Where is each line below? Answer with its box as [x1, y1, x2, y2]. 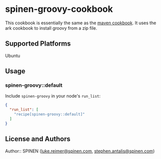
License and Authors [5, 135, 71, 143]
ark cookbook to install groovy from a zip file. [5, 25, 97, 31]
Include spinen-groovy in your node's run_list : [5, 93, 101, 99]
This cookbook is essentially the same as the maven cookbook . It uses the [5, 20, 157, 26]
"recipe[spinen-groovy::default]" [14, 112, 85, 117]
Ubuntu [5, 53, 21, 58]
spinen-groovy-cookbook [5, 3, 113, 15]
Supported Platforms [5, 40, 71, 48]
